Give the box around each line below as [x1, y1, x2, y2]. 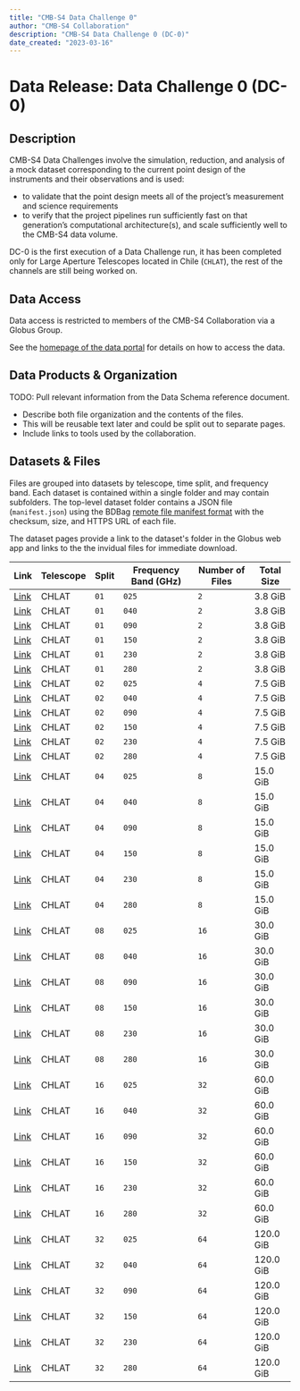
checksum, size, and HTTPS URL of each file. [9, 515, 177, 526]
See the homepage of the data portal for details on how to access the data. [9, 342, 286, 353]
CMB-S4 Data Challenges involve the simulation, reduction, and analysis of [9, 155, 286, 165]
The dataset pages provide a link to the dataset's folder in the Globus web [9, 533, 281, 544]
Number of [197, 564, 246, 576]
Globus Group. [9, 325, 63, 335]
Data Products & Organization [9, 368, 178, 383]
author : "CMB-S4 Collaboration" [9, 21, 129, 30]
